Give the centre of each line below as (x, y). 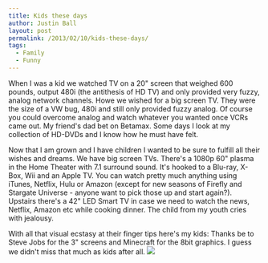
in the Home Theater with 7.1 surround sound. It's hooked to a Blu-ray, (124, 167)
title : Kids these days (48, 16)
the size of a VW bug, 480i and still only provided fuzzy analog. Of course (130, 108)
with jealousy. (31, 218)
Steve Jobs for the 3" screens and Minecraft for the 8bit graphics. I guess (130, 242)
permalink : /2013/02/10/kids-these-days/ (79, 38)
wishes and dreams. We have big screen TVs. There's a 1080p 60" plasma (131, 158)
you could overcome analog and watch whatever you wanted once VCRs (128, 117)
